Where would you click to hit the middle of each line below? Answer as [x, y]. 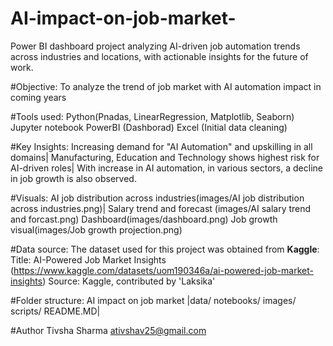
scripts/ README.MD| [55, 311]
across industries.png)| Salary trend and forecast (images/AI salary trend [161, 208]
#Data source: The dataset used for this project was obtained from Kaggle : [165, 249]
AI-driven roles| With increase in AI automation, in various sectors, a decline [166, 168]
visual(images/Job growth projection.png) [96, 229]
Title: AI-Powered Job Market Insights [88, 259]
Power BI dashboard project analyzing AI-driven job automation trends [155, 46]
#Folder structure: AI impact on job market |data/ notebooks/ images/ [153, 300]
